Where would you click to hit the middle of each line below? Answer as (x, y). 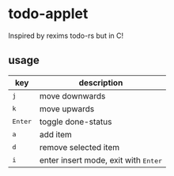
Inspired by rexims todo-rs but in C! (66, 36)
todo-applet (48, 14)
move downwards (72, 95)
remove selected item (79, 147)
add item (56, 134)
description (101, 82)
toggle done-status (76, 122)
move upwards (67, 109)
